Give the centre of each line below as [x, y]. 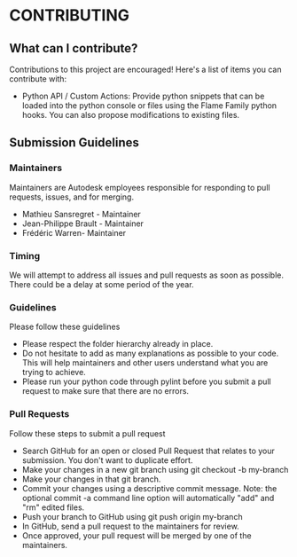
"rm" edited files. [53, 507]
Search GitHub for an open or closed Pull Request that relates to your [148, 451]
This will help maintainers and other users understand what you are [145, 363]
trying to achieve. [54, 373]
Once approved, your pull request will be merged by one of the [137, 535]
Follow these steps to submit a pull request [87, 433]
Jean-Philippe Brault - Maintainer [83, 224]
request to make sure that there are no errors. [105, 391]
